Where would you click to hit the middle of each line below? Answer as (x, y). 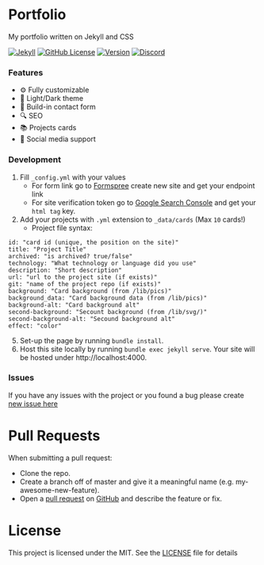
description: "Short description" (65, 270)
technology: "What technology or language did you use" (102, 263)
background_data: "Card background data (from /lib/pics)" (108, 298)
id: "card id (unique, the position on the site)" (94, 242)
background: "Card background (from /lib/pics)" (90, 291)
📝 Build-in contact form (58, 107)
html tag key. (54, 211)
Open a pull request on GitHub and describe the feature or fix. (121, 498)
